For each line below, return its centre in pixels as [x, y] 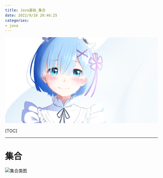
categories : [17, 20]
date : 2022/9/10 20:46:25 [31, 15]
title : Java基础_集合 [25, 10]
